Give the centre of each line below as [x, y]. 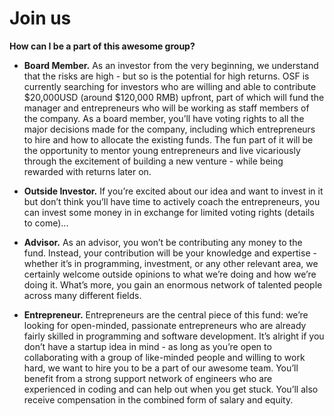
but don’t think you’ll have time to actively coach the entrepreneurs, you [172, 201]
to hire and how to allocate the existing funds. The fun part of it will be [168, 139]
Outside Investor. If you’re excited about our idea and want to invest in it [173, 191]
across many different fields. [82, 295]
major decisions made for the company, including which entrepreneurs [169, 129]
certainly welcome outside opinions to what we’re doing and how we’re [170, 274]
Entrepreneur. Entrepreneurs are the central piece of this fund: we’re [166, 314]
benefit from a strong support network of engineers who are [148, 378]
